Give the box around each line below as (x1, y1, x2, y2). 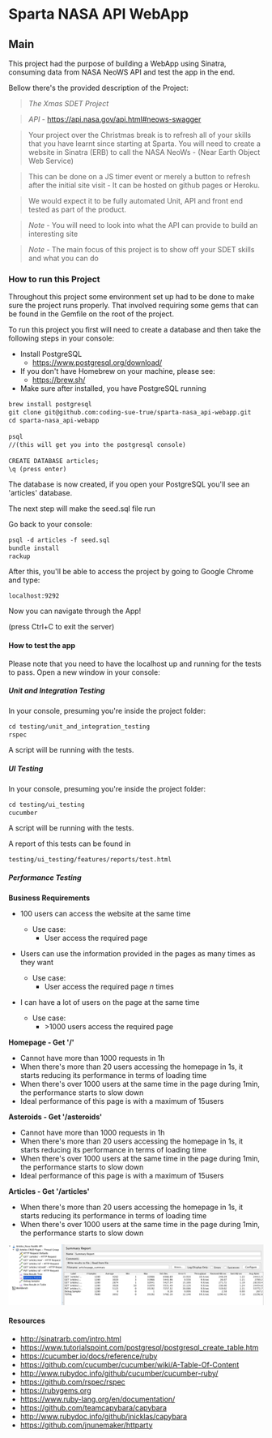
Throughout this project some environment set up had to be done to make (8, 292, 255, 302)
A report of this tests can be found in (8, 839, 131, 848)
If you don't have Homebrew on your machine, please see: (19, 367, 216, 376)
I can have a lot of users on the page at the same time (19, 998, 200, 1007)
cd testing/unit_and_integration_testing (8, 723, 151, 731)
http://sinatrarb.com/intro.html (19, 1333, 121, 1343)
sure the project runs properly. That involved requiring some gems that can (8, 301, 259, 311)
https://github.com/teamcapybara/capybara (19, 1402, 168, 1412)
